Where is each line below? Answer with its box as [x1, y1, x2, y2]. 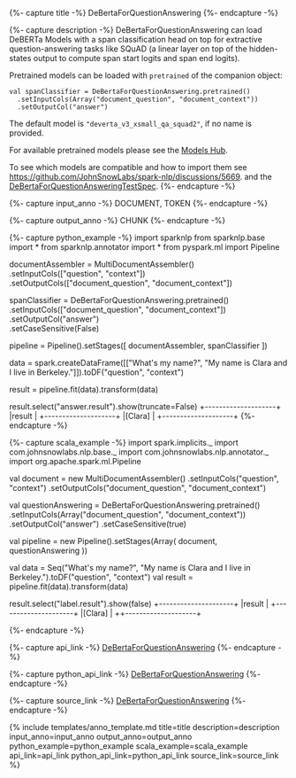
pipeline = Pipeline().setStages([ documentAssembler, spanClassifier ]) [9, 340, 268, 351]
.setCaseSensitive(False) [9, 323, 100, 333]
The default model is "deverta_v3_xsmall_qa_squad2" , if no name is [9, 119, 252, 128]
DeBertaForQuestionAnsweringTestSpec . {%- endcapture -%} [9, 181, 236, 191]
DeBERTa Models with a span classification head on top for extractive [9, 35, 262, 44]
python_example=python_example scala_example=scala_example [9, 741, 249, 751]
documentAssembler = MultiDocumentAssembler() [9, 259, 194, 269]
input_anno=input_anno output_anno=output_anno [9, 731, 193, 742]
